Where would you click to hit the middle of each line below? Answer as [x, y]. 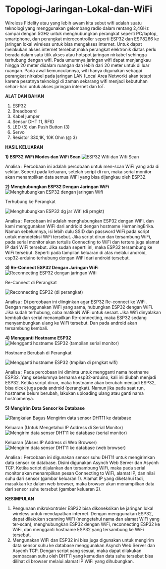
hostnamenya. [20, 398]
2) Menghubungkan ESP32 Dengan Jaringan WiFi [57, 186]
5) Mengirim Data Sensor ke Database [45, 408]
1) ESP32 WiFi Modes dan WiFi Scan [43, 157]
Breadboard [25, 111]
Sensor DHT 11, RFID [33, 121]
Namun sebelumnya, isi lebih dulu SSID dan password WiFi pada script [77, 231]
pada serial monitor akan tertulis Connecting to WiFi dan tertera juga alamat [82, 242]
